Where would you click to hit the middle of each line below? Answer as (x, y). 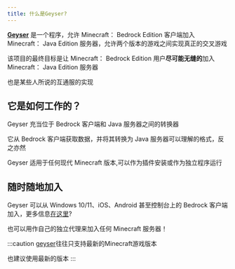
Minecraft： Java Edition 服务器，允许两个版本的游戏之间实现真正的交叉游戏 (117, 43)
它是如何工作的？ (44, 106)
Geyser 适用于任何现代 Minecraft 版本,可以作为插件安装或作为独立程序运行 (115, 163)
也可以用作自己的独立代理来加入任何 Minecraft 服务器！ (87, 229)
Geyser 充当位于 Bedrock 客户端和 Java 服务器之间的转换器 (93, 124)
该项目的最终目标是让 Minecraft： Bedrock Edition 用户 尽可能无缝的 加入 (111, 58)
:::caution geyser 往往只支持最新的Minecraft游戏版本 (82, 244)
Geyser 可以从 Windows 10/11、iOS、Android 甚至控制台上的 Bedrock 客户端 (117, 205)
